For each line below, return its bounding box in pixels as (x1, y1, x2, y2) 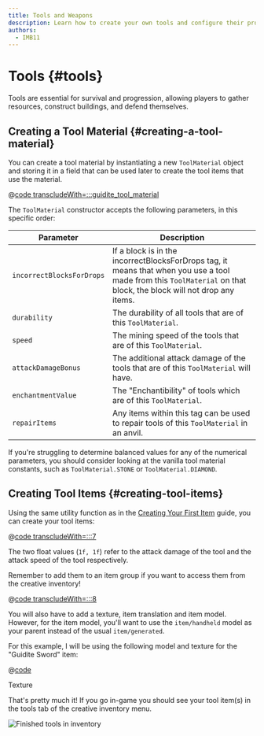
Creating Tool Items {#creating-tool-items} (8, 487, 224, 501)
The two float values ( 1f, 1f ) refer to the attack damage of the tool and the (8, 546, 251, 556)
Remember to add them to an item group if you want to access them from (8, 570, 246, 579)
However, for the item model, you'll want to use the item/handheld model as (8, 617, 252, 627)
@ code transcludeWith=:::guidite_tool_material (8, 190, 159, 199)
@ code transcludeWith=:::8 (8, 594, 97, 603)
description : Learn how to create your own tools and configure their (8, 19, 244, 27)
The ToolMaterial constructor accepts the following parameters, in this (8, 205, 238, 214)
